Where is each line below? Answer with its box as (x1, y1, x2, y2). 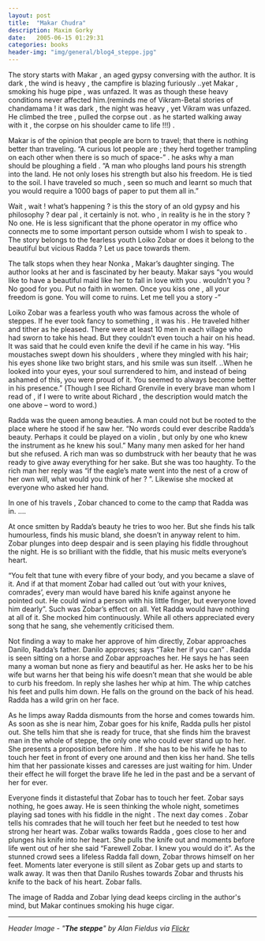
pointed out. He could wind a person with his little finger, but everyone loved (8, 596, 256, 605)
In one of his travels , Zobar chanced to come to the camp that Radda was (8, 498, 248, 507)
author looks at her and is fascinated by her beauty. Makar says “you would (8, 267, 254, 277)
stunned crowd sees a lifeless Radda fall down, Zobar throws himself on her (8, 852, 255, 861)
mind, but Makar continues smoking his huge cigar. (8, 901, 175, 910)
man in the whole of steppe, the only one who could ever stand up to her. (8, 736, 246, 745)
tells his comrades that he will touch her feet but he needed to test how (8, 818, 240, 827)
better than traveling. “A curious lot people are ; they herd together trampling (8, 144, 257, 153)
